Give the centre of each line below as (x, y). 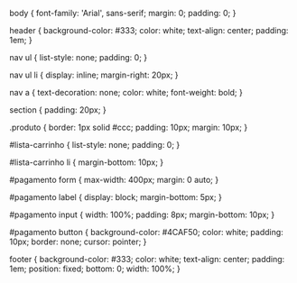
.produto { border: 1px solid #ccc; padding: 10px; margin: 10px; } (129, 127)
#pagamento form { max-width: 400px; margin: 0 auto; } (114, 180)
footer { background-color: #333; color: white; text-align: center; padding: (147, 259)
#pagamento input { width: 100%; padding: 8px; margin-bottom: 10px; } (142, 215)
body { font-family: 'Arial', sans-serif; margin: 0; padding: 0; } (123, 13)
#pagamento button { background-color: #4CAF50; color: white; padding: (147, 232)
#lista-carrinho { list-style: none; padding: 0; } (95, 145)
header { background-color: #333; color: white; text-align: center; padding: (149, 30)
